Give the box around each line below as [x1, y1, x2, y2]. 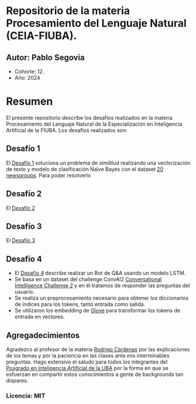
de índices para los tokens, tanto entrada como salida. [14, 301, 145, 308]
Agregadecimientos [6, 330, 80, 340]
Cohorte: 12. [14, 68, 44, 75]
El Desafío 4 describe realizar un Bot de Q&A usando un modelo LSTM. [14, 270, 186, 277]
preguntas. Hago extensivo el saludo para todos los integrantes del [6, 358, 168, 365]
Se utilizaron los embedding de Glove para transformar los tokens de [14, 307, 180, 314]
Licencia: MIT [6, 392, 46, 400]
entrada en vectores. [14, 313, 65, 321]
